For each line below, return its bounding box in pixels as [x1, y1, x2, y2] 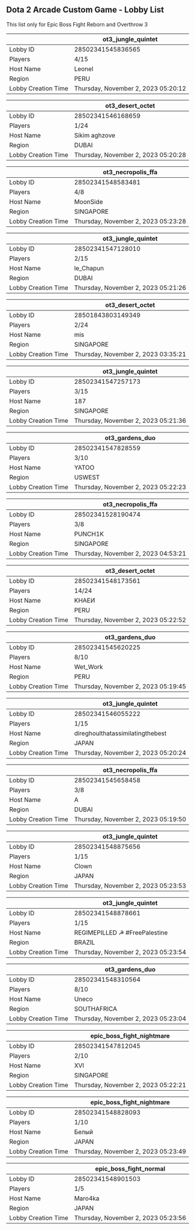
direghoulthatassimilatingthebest [74, 729, 167, 738]
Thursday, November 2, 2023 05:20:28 [74, 150, 187, 159]
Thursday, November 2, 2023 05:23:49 [74, 1147, 187, 1156]
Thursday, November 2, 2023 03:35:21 [74, 350, 187, 358]
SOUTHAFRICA [74, 1004, 118, 1013]
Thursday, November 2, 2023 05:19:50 [74, 815, 187, 823]
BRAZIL [74, 938, 95, 947]
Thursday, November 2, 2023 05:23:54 [74, 948, 187, 956]
